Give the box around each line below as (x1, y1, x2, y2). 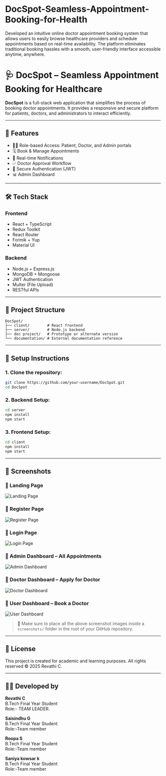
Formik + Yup (12, 237, 40, 243)
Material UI (12, 242, 35, 248)
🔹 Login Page (5, 529, 37, 536)
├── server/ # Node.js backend (5, 327, 85, 332)
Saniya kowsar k (5, 755, 40, 761)
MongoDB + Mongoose (12, 271, 60, 277)
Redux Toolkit (12, 226, 41, 233)
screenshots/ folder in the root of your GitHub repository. (17, 626, 133, 632)
